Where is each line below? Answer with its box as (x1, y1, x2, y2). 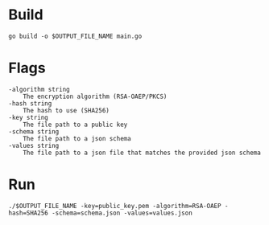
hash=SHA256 (8, 209, 48, 217)
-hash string (8, 99, 52, 108)
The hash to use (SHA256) (23, 106, 110, 114)
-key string (8, 113, 48, 121)
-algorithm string (8, 85, 70, 93)
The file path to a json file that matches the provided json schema (23, 149, 262, 157)
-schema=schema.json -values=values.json (51, 209, 193, 217)
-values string (8, 141, 60, 149)
